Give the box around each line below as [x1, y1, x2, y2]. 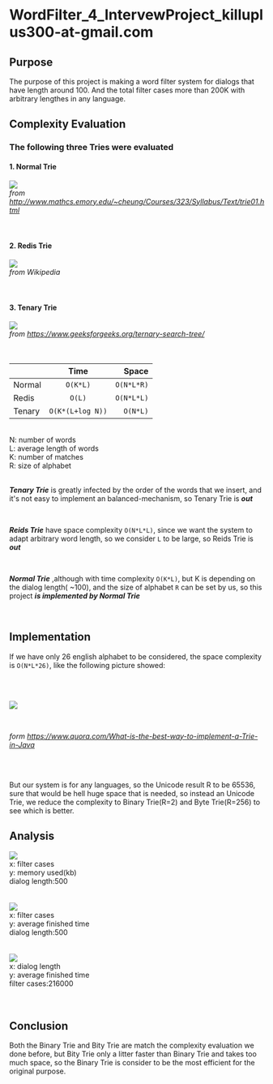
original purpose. [9, 1066, 66, 1076]
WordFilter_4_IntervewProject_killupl [9, 6, 264, 24]
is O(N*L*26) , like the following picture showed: [9, 660, 165, 670]
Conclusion [9, 1019, 69, 1033]
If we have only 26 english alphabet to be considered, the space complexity [9, 651, 262, 662]
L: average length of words [9, 443, 100, 453]
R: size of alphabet [9, 461, 72, 470]
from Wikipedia [9, 267, 61, 276]
